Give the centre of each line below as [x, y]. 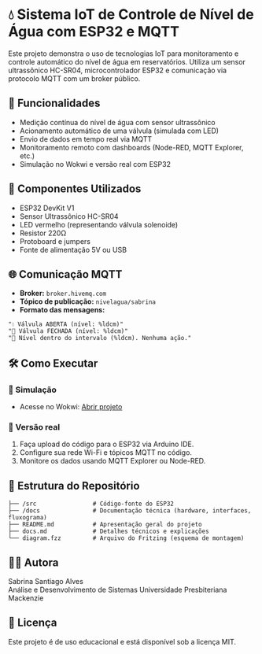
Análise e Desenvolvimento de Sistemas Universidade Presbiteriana [118, 589]
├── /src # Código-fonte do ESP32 [91, 504]
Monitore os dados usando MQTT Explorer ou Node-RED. [113, 461]
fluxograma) [28, 518]
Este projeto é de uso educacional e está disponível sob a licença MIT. [122, 641]
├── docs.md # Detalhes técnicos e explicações [109, 532]
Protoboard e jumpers [55, 241]
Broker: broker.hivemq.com [63, 294]
